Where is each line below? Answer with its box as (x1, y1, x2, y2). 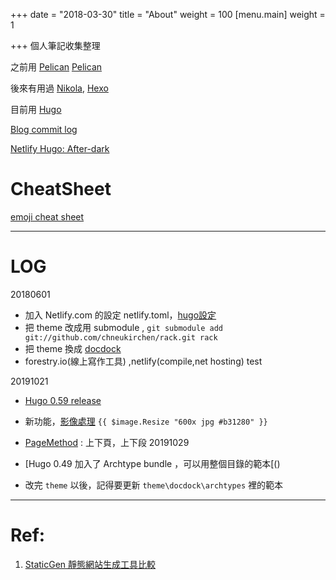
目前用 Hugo (10, 104, 62, 115)
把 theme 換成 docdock (24, 342, 122, 354)
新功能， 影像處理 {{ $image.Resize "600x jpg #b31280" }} (24, 415, 268, 427)
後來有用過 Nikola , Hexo (10, 82, 109, 94)
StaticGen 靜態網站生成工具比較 (24, 558, 157, 570)
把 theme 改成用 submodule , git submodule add (24, 321, 223, 333)
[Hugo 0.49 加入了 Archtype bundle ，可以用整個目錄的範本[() (24, 457, 281, 469)
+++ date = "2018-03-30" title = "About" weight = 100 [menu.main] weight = (10, 9, 326, 20)
